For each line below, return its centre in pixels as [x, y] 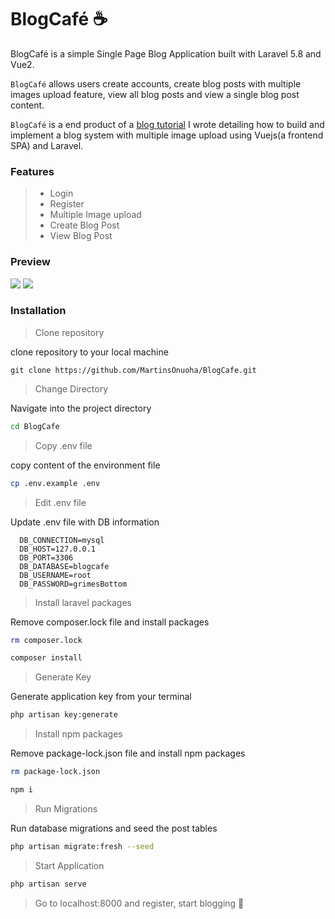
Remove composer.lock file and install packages [110, 622]
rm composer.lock [46, 640]
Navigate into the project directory [81, 408]
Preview [30, 262]
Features [32, 171]
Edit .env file [60, 502]
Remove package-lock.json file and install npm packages [128, 753]
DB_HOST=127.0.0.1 [58, 549]
